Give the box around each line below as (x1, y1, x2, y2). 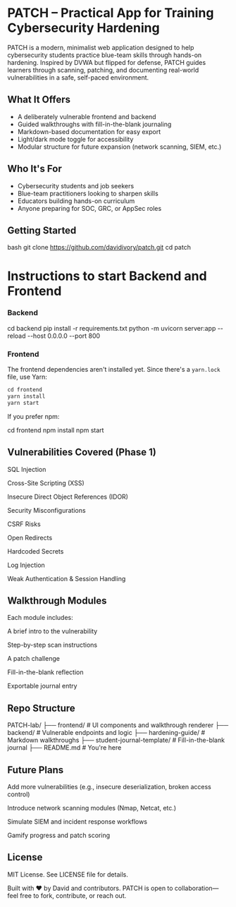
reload (7, 331, 26, 340)
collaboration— (174, 884, 219, 892)
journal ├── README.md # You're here (7, 743, 122, 752)
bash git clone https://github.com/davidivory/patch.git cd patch (7, 243, 192, 252)
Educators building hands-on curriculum (17, 196, 135, 205)
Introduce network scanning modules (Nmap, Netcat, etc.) (7, 804, 177, 812)
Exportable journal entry (7, 682, 77, 690)
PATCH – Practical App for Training (7, 5, 214, 21)
